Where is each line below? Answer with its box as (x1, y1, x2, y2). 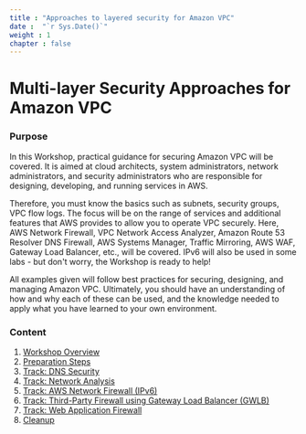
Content (9, 325, 47, 338)
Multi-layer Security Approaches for (9, 79, 290, 99)
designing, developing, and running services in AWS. (9, 180, 208, 191)
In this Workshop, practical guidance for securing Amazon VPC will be (9, 151, 274, 162)
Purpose (9, 130, 48, 143)
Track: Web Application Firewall (22, 405, 142, 416)
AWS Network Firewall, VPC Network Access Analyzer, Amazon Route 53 (9, 227, 286, 238)
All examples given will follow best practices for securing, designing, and (9, 273, 284, 284)
